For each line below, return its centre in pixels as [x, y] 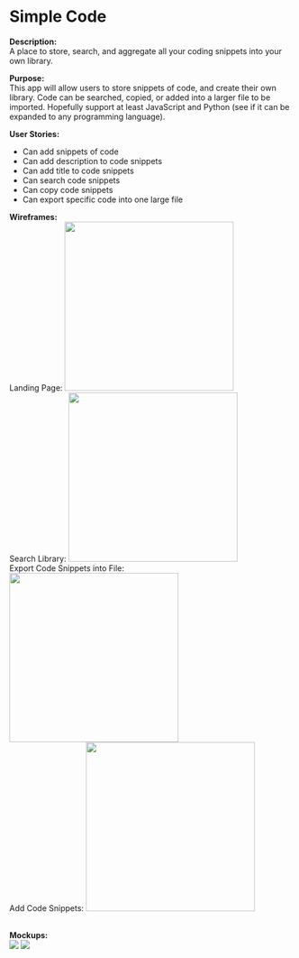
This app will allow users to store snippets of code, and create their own [143, 88]
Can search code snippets [71, 180]
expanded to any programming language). [87, 116]
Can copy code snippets [68, 189]
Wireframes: [33, 216]
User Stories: [35, 134]
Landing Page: [36, 387]
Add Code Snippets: [46, 907]
